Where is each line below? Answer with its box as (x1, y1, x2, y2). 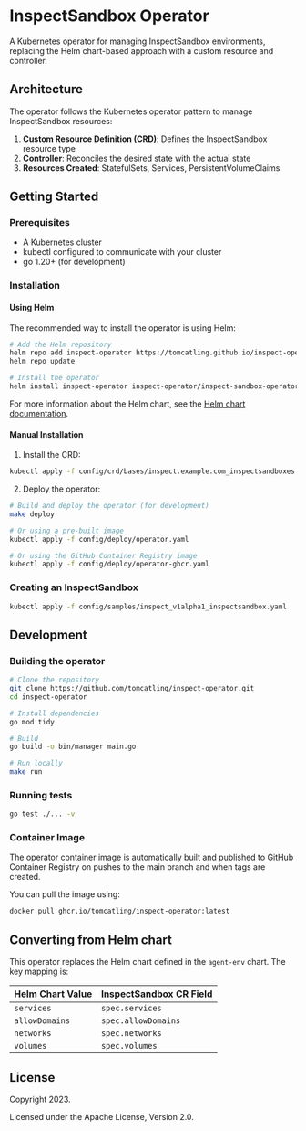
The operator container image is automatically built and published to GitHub (9, 851, 294, 863)
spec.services (100, 1003, 162, 1014)
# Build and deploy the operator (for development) (9, 502, 209, 511)
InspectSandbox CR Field (100, 988, 213, 1000)
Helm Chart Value (14, 988, 93, 1000)
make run (9, 767, 43, 777)
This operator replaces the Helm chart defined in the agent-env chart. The (9, 957, 286, 967)
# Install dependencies (9, 709, 100, 718)
